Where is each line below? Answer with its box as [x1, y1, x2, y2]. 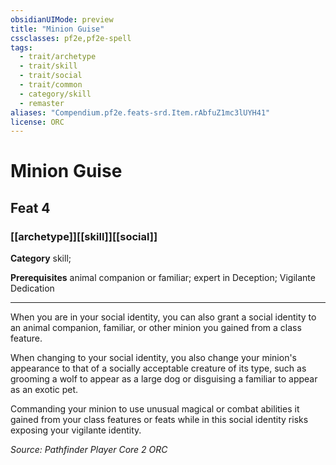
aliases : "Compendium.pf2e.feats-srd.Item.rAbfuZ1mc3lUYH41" [10, 107, 271, 118]
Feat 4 [10, 199, 51, 216]
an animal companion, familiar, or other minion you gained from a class [10, 322, 302, 334]
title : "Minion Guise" [10, 24, 105, 34]
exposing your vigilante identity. [10, 424, 142, 436]
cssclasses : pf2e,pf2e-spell [10, 33, 132, 43]
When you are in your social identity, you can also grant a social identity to [10, 311, 317, 323]
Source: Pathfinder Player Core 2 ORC [10, 444, 168, 456]
